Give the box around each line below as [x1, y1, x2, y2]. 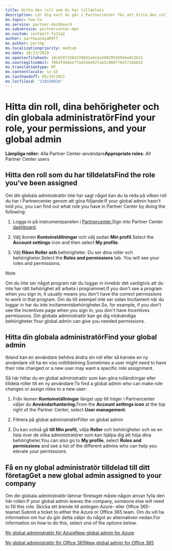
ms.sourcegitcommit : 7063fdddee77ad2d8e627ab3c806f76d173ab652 [5, 60, 143, 65]
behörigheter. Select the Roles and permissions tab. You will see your [12, 254, 160, 261]
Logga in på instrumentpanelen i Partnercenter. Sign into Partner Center [12, 218, 163, 225]
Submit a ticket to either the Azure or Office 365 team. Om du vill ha [21, 509, 164, 515]
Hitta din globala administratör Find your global [5, 333, 157, 341]
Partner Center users [5, 156, 50, 162]
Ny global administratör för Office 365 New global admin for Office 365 [5, 540, 155, 546]
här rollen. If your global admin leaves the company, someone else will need [5, 498, 164, 504]
